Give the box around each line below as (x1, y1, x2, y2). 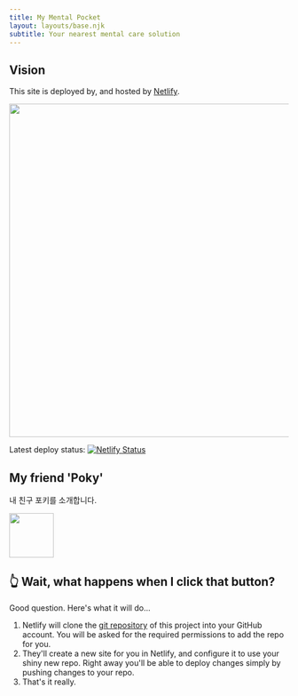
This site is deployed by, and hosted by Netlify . (9, 86, 180, 97)
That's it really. (21, 676, 77, 687)
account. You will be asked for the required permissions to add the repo (21, 628, 285, 640)
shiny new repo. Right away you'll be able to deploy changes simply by (21, 657, 281, 668)
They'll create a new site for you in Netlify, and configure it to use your (21, 648, 279, 659)
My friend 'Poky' (9, 470, 104, 485)
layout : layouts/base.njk (9, 21, 105, 30)
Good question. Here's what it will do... (9, 602, 151, 613)
